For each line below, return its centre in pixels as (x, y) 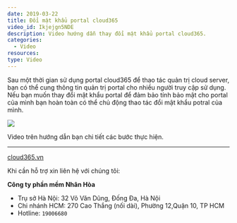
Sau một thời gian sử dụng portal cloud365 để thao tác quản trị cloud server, (119, 80)
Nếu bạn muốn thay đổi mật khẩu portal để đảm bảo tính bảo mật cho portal (117, 95)
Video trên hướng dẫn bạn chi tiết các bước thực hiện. (85, 137)
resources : (23, 54)
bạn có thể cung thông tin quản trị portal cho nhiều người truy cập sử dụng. (117, 87)
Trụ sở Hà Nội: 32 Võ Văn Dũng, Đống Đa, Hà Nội (89, 198)
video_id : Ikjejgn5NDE (41, 27)
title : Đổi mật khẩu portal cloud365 (63, 20)
